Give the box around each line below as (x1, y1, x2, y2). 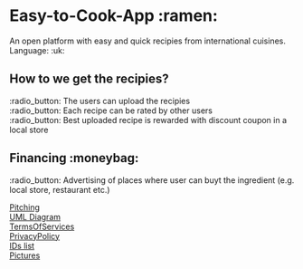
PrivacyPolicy (9, 230, 61, 241)
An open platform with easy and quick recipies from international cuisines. (9, 35, 287, 46)
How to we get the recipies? (9, 72, 169, 87)
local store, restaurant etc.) (9, 184, 110, 195)
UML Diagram (9, 211, 62, 222)
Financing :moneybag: (9, 150, 139, 166)
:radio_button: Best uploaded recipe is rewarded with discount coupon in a (9, 114, 288, 125)
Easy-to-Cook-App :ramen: (9, 5, 219, 26)
